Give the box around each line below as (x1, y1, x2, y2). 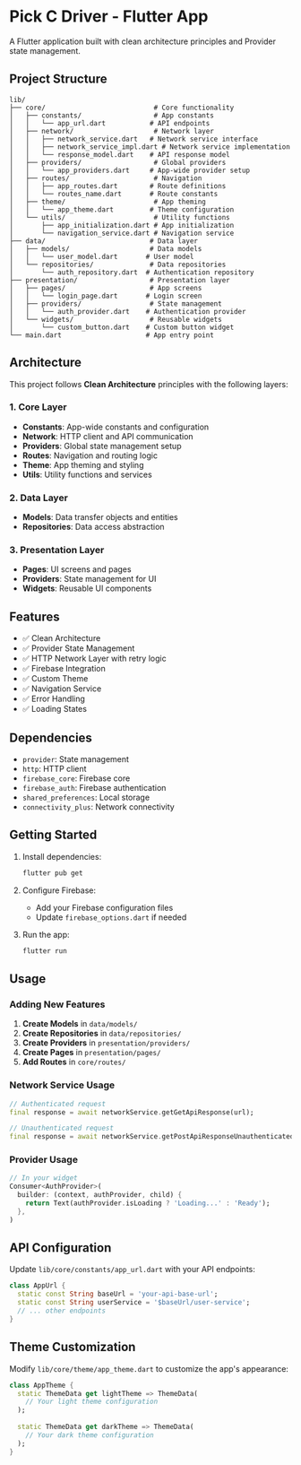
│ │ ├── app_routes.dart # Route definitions (9, 181, 227, 190)
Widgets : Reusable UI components (21, 583, 152, 594)
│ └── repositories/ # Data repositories (9, 260, 227, 269)
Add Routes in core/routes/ (21, 1056, 126, 1068)
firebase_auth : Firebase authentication (21, 783, 167, 793)
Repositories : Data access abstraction (21, 522, 165, 533)
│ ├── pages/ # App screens (9, 283, 202, 292)
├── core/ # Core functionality (9, 103, 235, 112)
